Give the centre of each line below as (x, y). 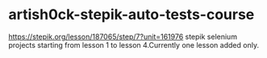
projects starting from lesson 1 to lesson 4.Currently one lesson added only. (134, 44)
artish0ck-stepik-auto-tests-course (131, 15)
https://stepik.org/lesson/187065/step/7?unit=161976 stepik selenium (123, 37)
